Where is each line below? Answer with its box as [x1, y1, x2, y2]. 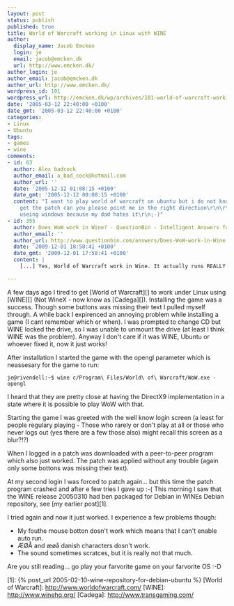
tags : [7, 133, 23, 140]
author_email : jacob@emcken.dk [7, 75, 98, 82]
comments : [7, 153, 36, 160]
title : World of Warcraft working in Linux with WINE [7, 29, 167, 37]
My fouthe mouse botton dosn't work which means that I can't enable [17, 527, 217, 535]
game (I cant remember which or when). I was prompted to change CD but [7, 318, 221, 326]
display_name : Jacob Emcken [13, 42, 95, 49]
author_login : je [7, 68, 58, 75]
